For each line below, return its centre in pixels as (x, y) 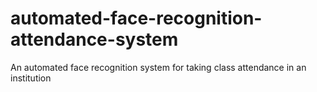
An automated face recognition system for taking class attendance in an (158, 67)
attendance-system (94, 39)
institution (31, 78)
